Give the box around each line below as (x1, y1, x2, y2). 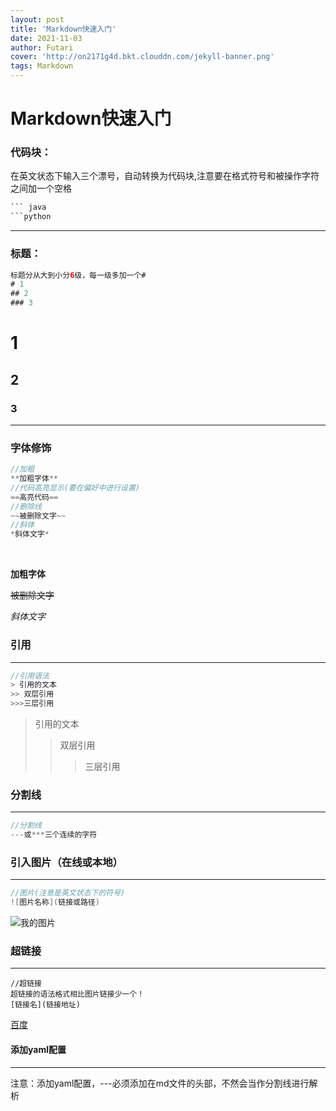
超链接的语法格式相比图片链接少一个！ (10, 989, 145, 1000)
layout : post (10, 14, 65, 25)
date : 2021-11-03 (10, 33, 83, 43)
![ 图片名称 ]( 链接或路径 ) (10, 897, 100, 908)
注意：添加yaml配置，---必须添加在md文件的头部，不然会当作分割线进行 (10, 1077, 310, 1089)
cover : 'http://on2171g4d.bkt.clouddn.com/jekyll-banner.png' (10, 52, 275, 62)
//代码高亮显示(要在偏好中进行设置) (10, 482, 140, 493)
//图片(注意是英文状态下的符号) (10, 888, 126, 898)
